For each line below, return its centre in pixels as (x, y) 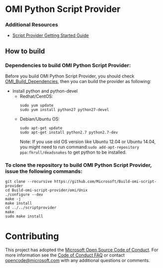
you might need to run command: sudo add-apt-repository (79, 147)
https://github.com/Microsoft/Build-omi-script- (105, 182)
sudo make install (24, 217)
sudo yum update (37, 105)
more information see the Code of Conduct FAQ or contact (65, 255)
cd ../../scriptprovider (31, 208)
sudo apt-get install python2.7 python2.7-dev (69, 133)
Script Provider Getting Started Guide (50, 35)
